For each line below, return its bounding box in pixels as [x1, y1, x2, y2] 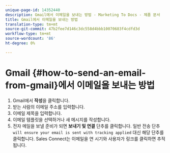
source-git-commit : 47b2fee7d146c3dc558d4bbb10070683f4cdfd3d [5, 27, 140, 32]
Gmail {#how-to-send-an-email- [5, 67, 146, 79]
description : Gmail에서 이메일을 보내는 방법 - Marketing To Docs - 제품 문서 [5, 12, 160, 17]
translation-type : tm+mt [5, 21, 58, 27]
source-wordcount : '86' [5, 36, 56, 41]
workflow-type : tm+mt [5, 31, 51, 36]
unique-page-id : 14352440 [5, 7, 60, 13]
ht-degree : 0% [5, 41, 36, 46]
